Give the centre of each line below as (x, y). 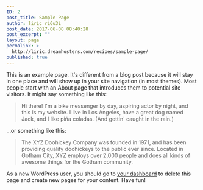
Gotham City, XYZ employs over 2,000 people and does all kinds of (106, 155)
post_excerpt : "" (28, 35)
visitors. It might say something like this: (57, 94)
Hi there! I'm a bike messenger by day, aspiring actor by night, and (105, 106)
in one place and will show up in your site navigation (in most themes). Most (101, 81)
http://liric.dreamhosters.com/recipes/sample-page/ (80, 52)
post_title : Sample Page (38, 18)
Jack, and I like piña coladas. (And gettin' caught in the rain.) (97, 119)
